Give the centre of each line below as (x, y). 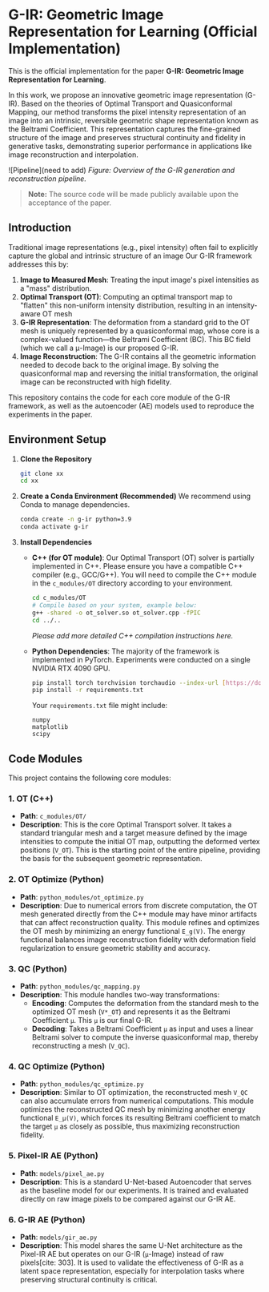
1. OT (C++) (31, 799)
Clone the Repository (56, 459)
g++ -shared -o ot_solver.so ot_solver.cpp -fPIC (116, 613)
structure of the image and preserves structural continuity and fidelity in (127, 137)
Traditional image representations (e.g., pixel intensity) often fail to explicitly (133, 247)
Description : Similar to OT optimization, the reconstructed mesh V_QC (134, 1093)
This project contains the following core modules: (90, 778)
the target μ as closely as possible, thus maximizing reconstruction (130, 1126)
